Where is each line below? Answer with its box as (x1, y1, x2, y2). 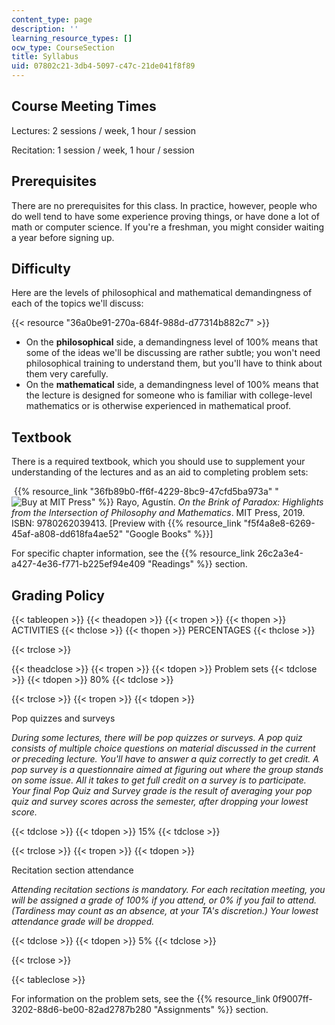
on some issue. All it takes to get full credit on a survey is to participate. (11, 774, 307, 786)
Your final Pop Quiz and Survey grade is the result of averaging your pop (11, 785, 313, 797)
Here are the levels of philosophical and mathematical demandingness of (11, 287, 313, 299)
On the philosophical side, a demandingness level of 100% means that (25, 336, 319, 348)
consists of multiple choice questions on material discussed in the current (11, 742, 316, 755)
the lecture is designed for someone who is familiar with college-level (25, 389, 313, 401)
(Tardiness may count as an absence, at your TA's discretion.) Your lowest (11, 905, 319, 917)
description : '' (11, 24, 79, 34)
